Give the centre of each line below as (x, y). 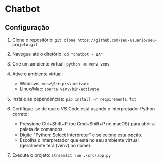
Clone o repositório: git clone (44, 40)
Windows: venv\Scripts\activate (55, 84)
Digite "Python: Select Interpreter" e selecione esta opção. (81, 135)
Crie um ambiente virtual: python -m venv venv (61, 64)
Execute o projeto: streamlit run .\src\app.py (61, 155)
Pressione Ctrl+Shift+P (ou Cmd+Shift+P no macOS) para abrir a (87, 124)
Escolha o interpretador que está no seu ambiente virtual (79, 140)
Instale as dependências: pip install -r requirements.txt (74, 99)
